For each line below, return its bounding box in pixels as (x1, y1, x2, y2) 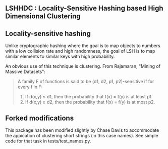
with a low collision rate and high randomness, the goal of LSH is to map (5, 48, 155, 54)
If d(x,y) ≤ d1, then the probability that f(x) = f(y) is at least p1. (25, 94, 153, 100)
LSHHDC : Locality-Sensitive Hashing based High (5, 4, 163, 13)
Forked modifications (5, 114, 74, 122)
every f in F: (17, 84, 43, 90)
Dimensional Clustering (5, 12, 81, 21)
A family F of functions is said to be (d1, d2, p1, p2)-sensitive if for (17, 79, 154, 85)
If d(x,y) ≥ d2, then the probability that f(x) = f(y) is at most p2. (25, 99, 155, 105)
